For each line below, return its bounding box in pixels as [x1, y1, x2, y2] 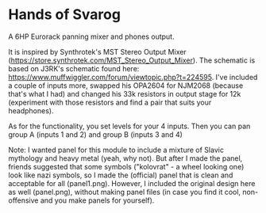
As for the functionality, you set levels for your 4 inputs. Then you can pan [8, 121, 251, 131]
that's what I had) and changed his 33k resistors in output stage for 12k [8, 89, 241, 98]
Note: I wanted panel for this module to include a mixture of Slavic [8, 145, 225, 154]
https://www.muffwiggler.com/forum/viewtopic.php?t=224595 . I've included [8, 72, 258, 82]
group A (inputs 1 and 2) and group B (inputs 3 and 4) [8, 129, 183, 139]
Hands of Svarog [8, 6, 121, 24]
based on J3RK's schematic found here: [8, 63, 140, 73]
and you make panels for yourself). [40, 196, 155, 205]
